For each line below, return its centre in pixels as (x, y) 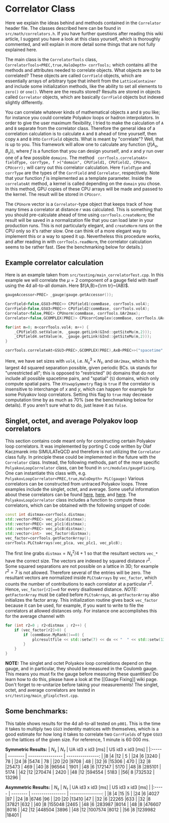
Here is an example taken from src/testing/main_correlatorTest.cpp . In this (84, 275)
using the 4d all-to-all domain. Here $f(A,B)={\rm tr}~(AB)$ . (67, 285)
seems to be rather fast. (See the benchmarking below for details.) (74, 247)
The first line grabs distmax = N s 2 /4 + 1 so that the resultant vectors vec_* (82, 553)
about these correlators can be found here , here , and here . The (71, 495)
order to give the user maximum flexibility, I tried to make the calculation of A (84, 123)
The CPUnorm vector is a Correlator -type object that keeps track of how (79, 204)
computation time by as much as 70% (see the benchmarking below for (79, 400)
